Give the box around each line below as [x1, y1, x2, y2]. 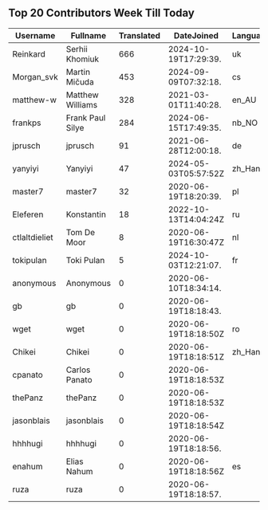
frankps [12, 117, 41, 128]
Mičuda [65, 76, 94, 87]
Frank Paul [65, 112, 106, 123]
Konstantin [65, 209, 106, 220]
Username [14, 29, 56, 41]
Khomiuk [65, 53, 100, 65]
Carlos [65, 364, 91, 375]
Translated [118, 29, 161, 41]
